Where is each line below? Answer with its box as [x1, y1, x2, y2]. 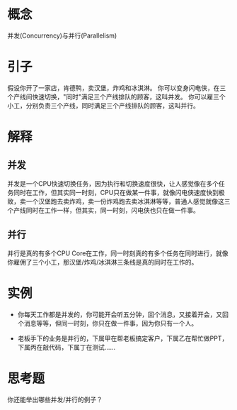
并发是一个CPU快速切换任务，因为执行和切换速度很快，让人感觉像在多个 [7, 179, 219, 188]
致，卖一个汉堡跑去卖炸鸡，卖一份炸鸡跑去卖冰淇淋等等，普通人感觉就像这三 [7, 196, 231, 206]
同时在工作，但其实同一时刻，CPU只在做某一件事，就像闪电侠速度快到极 [13, 188, 225, 196]
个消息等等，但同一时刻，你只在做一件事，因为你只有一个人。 [17, 318, 198, 327]
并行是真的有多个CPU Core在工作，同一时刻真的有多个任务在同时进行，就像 [7, 249, 229, 257]
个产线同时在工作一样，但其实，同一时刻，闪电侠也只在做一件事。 [7, 206, 200, 214]
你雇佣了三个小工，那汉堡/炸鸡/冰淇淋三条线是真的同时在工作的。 [7, 257, 198, 266]
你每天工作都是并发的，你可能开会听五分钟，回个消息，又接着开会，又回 [17, 310, 229, 318]
